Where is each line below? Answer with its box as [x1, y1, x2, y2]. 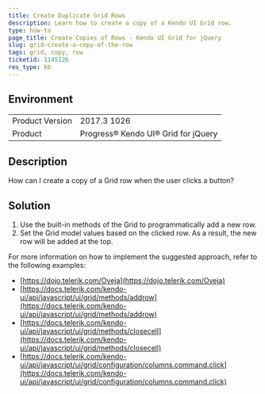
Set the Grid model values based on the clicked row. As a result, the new [19, 228, 257, 238]
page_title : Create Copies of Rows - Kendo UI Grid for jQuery [8, 33, 222, 42]
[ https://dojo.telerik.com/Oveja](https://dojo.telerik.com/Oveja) [19, 276, 226, 285]
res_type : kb [8, 63, 52, 71]
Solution [8, 199, 51, 212]
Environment [8, 93, 74, 106]
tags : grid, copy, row [8, 48, 83, 56]
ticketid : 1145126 [8, 56, 69, 64]
